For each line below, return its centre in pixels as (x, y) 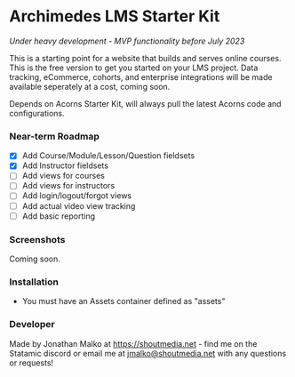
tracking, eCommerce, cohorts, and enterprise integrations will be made (141, 76)
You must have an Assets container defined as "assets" (124, 301)
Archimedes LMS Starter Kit (115, 16)
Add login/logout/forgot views (76, 196)
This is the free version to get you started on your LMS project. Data (134, 68)
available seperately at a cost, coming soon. (90, 86)
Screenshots (37, 239)
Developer (32, 325)
